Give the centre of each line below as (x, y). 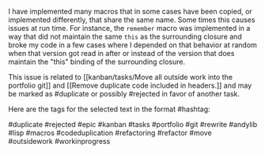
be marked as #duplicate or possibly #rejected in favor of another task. (124, 94)
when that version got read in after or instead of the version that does (121, 53)
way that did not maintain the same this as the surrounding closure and (125, 36)
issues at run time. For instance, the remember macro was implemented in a (129, 28)
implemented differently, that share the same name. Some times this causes (132, 20)
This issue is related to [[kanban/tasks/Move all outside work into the (121, 77)
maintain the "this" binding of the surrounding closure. (97, 62)
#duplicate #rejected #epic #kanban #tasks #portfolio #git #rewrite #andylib (133, 124)
